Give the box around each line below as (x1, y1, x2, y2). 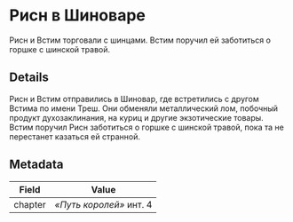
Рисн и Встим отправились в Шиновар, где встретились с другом (9, 93, 259, 104)
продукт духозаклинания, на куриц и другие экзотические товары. (9, 112, 264, 123)
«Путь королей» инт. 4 (54, 198, 153, 210)
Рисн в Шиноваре (9, 5, 146, 26)
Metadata (9, 157, 64, 172)
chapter (13, 198, 46, 210)
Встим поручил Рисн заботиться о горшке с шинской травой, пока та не (9, 122, 284, 132)
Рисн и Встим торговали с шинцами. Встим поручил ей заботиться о (9, 35, 271, 45)
